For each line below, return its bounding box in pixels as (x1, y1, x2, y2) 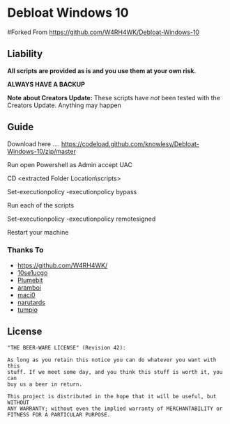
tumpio (17, 305, 38, 314)
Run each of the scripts (7, 201, 75, 210)
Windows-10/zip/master (7, 147, 77, 155)
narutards (17, 298, 45, 306)
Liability (7, 48, 43, 60)
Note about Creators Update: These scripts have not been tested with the (7, 93, 221, 102)
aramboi (17, 283, 42, 292)
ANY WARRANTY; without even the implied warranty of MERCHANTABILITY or (7, 405, 223, 412)
